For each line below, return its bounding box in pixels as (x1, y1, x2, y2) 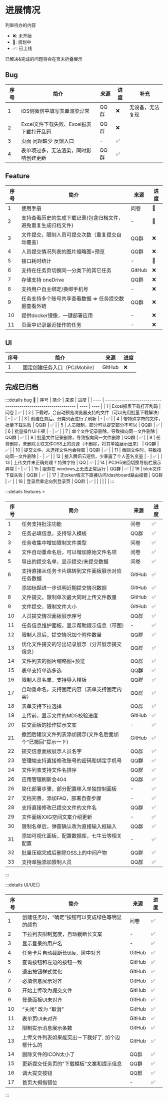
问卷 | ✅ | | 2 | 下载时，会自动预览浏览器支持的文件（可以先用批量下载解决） (5, 409, 162, 416)
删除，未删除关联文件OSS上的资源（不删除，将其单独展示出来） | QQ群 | (9, 441, 159, 447)
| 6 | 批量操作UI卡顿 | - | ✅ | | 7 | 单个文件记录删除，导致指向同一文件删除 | (5, 428, 158, 434)
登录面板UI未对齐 (22, 996, 62, 1003)
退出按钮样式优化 (22, 968, 62, 975)
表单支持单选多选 (21, 667, 62, 674)
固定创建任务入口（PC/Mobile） (22, 364, 97, 371)
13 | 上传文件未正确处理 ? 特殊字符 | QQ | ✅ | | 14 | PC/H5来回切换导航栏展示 (5, 459, 161, 466)
